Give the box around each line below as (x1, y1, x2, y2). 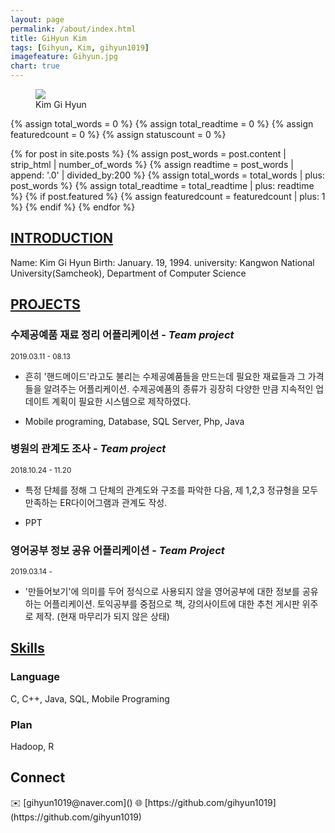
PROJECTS (10, 296, 81, 313)
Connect (10, 769, 66, 786)
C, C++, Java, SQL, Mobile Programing (10, 692, 170, 705)
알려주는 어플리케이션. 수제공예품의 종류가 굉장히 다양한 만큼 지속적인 (43, 382, 314, 395)
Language (10, 670, 61, 684)
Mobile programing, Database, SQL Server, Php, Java (24, 415, 245, 427)
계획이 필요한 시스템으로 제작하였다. (51, 395, 192, 407)
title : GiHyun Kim (10, 33, 87, 43)
